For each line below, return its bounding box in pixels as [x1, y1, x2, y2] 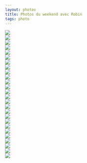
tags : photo [5, 16, 29, 21]
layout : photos [5, 7, 36, 12]
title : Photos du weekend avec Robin [5, 12, 83, 17]
